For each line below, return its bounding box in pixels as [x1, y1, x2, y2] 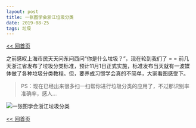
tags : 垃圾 [6, 25, 32, 32]
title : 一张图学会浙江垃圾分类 [6, 14, 74, 20]
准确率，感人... [20, 90, 57, 97]
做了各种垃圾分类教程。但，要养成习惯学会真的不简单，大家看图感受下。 [11, 70, 189, 77]
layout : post [6, 8, 39, 15]
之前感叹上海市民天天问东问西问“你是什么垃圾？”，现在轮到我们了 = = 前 [6, 55, 184, 63]
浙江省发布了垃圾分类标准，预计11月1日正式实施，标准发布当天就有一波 [11, 63, 185, 70]
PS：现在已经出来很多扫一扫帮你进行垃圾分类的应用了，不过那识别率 [20, 83, 189, 90]
